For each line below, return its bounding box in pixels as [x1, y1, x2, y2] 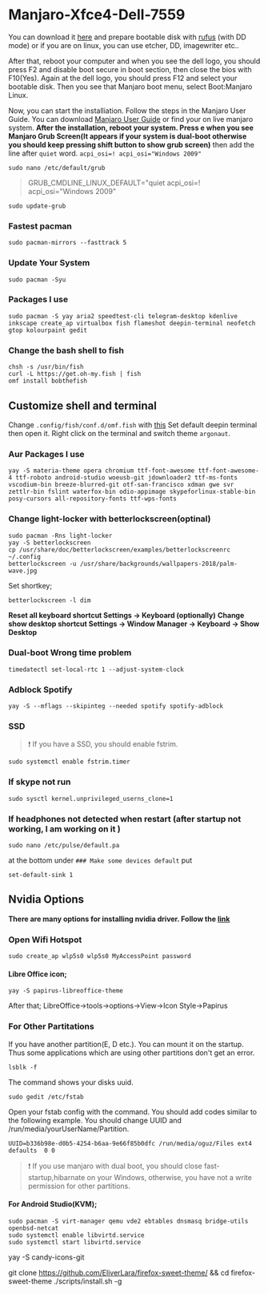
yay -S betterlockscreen [8, 539, 91, 547]
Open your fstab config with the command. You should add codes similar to [8, 1106, 258, 1116]
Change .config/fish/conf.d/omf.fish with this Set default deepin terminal [8, 419, 258, 430]
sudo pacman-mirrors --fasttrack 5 [8, 239, 127, 247]
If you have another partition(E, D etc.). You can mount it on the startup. [8, 1039, 244, 1049]
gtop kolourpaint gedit [8, 326, 88, 334]
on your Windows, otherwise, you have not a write [86, 1172, 252, 1182]
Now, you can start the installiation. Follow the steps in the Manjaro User [8, 106, 246, 115]
